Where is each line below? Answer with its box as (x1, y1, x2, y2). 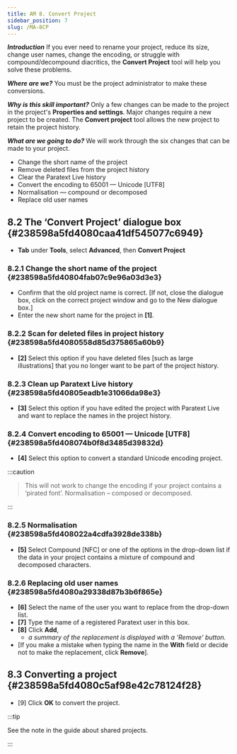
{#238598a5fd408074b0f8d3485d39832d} (7, 438, 164, 447)
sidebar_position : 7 (7, 17, 69, 24)
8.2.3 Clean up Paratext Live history (7, 379, 133, 389)
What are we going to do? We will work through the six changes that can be (7, 137, 230, 145)
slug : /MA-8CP (7, 23, 50, 30)
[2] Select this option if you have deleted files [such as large (17, 353, 193, 362)
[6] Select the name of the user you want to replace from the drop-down (17, 602, 230, 611)
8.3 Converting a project (7, 668, 117, 680)
